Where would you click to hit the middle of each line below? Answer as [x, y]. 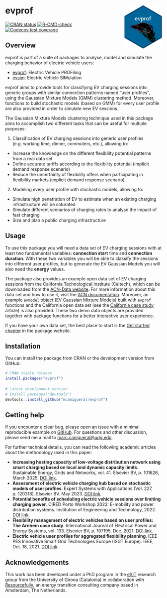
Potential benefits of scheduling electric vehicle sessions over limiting [86, 499]
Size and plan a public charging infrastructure [59, 220]
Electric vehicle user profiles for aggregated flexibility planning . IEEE [85, 536]
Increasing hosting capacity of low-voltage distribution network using [86, 462]
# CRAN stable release [29, 373]
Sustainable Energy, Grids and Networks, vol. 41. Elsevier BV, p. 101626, [85, 473]
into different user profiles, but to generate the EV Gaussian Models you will [83, 263]
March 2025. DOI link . [35, 478]
